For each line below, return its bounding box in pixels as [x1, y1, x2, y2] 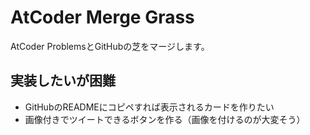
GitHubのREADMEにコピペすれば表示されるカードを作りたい [24, 101, 275, 113]
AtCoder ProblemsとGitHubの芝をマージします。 [10, 40, 210, 52]
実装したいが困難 [10, 72, 116, 90]
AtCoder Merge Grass [10, 6, 195, 29]
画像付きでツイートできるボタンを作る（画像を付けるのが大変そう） [24, 113, 306, 125]
